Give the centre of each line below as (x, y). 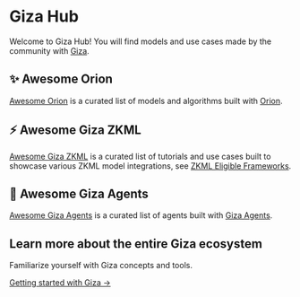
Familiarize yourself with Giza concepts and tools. (101, 266)
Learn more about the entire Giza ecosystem (136, 244)
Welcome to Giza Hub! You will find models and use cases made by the (141, 41)
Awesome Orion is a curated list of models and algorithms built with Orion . (146, 100)
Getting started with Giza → (60, 283)
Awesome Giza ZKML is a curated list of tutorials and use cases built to (140, 156)
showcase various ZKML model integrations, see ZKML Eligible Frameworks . (150, 166)
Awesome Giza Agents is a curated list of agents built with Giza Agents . (141, 215)
